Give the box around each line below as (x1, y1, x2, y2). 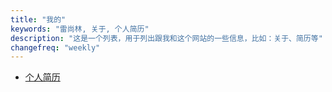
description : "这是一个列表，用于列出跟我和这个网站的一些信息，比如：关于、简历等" (10, 33, 323, 43)
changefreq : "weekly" (10, 42, 101, 53)
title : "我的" (10, 14, 67, 25)
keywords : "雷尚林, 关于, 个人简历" (10, 24, 150, 34)
